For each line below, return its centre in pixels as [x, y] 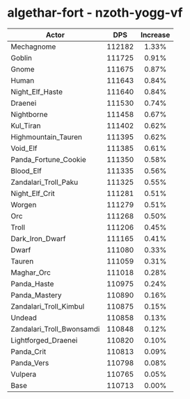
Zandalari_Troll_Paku [45, 182]
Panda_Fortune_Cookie [48, 159]
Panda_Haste [32, 284]
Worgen [24, 204]
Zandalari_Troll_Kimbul [48, 306]
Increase [155, 35]
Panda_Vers [30, 363]
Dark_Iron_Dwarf [38, 238]
